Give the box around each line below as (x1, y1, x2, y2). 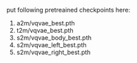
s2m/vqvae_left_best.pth (16, 41, 87, 49)
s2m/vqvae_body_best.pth (16, 34, 92, 42)
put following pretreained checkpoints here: (6, 6, 131, 14)
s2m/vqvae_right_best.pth (16, 48, 91, 56)
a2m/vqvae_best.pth (16, 19, 75, 27)
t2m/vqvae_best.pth (16, 27, 74, 34)
